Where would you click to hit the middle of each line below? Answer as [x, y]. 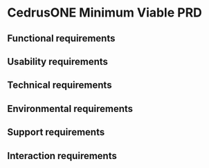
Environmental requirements [70, 109]
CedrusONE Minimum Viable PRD [105, 13]
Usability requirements [58, 61]
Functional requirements [61, 38]
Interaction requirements [62, 156]
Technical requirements [60, 85]
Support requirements [56, 132]
